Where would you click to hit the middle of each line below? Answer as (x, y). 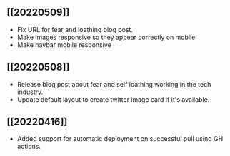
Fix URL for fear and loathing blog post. (75, 29)
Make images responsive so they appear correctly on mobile (106, 37)
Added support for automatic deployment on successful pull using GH (120, 139)
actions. (29, 147)
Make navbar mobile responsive (64, 45)
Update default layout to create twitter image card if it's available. (113, 99)
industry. (30, 92)
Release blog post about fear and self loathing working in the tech (114, 84)
